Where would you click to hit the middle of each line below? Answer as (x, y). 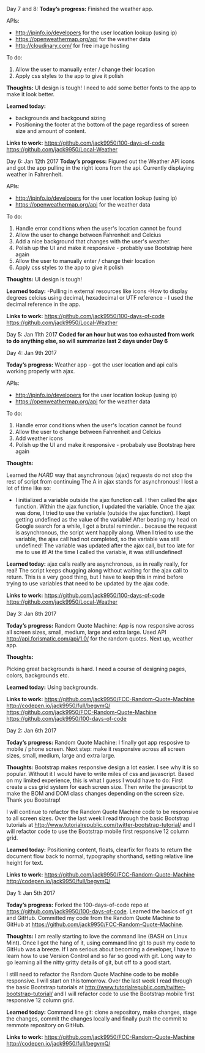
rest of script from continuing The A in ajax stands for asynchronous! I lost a (102, 481)
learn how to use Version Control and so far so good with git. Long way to (99, 956)
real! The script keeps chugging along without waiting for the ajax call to (97, 570)
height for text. (25, 863)
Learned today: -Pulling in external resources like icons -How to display (97, 291)
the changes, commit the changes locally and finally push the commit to (97, 1019)
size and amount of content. (51, 131)
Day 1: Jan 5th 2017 (31, 893)
